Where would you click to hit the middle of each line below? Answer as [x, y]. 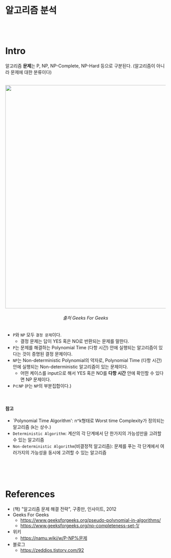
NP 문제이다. [38, 380]
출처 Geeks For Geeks [85, 318]
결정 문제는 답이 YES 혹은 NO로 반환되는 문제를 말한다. [75, 341]
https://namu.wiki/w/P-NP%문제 [54, 538]
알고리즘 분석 [31, 10]
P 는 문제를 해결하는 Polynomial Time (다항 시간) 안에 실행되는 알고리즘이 [85, 348]
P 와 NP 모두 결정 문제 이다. [37, 335]
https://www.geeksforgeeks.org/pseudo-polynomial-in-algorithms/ [91, 520]
